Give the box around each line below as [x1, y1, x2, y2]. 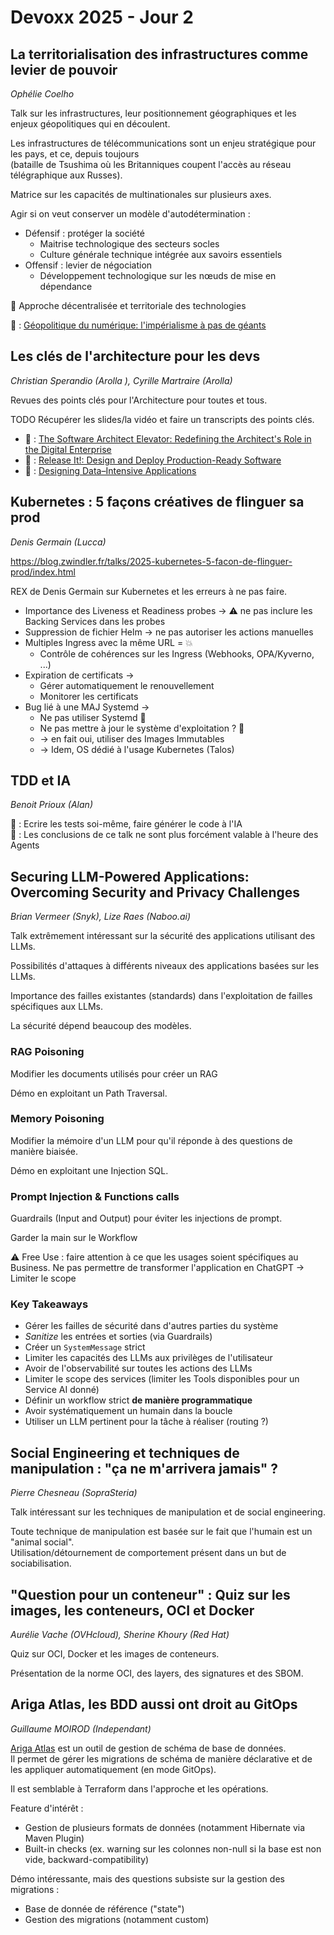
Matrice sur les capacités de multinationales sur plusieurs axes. [10, 189, 272, 200]
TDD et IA [10, 772, 72, 790]
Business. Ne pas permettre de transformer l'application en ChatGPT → [10, 1262, 305, 1274]
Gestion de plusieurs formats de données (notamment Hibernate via [24, 1821, 306, 1833]
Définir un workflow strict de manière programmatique [24, 1394, 253, 1406]
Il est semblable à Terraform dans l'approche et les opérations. [10, 1782, 269, 1795]
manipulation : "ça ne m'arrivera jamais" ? [10, 1460, 279, 1477]
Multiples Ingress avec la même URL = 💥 [24, 636, 193, 648]
